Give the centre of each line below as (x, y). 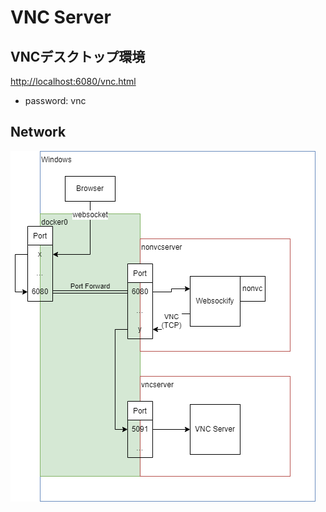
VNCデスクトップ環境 (78, 56)
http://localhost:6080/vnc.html (73, 81)
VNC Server (61, 17)
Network (38, 132)
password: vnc (55, 100)
